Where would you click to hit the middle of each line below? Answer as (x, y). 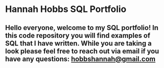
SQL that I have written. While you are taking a (78, 43)
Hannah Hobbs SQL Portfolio (66, 9)
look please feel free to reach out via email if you (82, 51)
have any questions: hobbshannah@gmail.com (80, 59)
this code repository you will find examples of (78, 35)
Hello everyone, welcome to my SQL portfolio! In (82, 28)
